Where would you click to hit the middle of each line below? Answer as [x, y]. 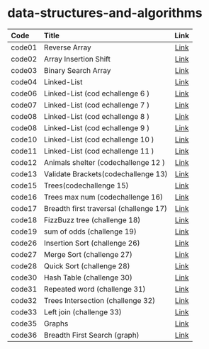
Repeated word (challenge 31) [95, 289]
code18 [24, 219]
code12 [24, 162]
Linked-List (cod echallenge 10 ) [99, 139]
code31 [24, 289]
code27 [24, 254]
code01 [24, 47]
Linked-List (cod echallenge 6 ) [97, 93]
